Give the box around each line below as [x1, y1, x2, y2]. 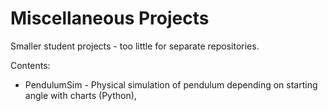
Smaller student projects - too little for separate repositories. [10, 40, 260, 52]
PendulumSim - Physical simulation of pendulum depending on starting [24, 78, 318, 91]
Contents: [10, 59, 51, 71]
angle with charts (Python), [24, 89, 137, 101]
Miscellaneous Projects [10, 7, 210, 30]
